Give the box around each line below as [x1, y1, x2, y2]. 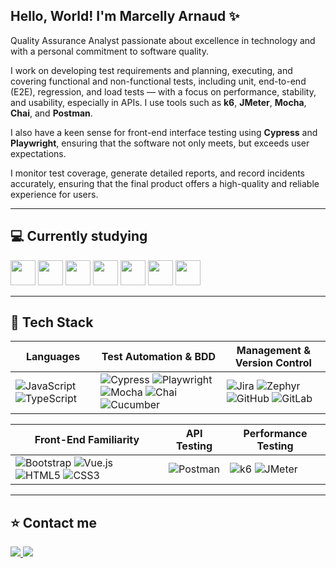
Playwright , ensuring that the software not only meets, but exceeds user [10, 137, 310, 149]
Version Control [234, 356, 312, 370]
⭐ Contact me [10, 514, 97, 531]
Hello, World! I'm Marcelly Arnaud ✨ [10, 8, 240, 25]
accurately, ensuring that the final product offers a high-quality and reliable [10, 177, 320, 189]
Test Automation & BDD [101, 350, 217, 364]
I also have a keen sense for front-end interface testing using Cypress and [10, 126, 318, 138]
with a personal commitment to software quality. [10, 45, 209, 57]
